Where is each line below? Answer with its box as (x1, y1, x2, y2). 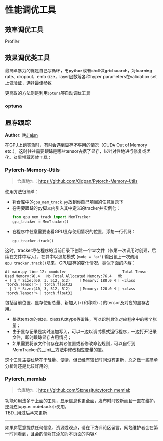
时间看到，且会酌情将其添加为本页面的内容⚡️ (9, 431, 98, 437)
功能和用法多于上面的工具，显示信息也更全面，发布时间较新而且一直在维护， (5, 397, 158, 404)
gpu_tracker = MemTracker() (12, 219, 69, 224)
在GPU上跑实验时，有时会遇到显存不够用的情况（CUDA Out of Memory (5, 142, 147, 148)
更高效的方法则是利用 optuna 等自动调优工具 (5, 90, 91, 96)
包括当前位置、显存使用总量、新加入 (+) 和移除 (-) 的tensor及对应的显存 (5, 300, 146, 306)
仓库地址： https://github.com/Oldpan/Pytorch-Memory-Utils (16, 178, 138, 184)
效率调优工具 (5, 25, 44, 34)
